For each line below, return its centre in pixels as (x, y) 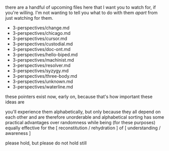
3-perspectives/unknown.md (43, 81)
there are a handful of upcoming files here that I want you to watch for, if (81, 7)
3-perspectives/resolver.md (41, 65)
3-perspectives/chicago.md (41, 33)
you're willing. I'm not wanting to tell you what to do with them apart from (81, 13)
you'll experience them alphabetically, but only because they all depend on (83, 112)
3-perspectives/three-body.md (45, 76)
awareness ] (18, 133)
